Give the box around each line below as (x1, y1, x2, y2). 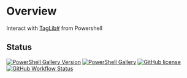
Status (6, 42, 32, 52)
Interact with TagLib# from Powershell (6, 24, 103, 32)
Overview (6, 4, 57, 18)
